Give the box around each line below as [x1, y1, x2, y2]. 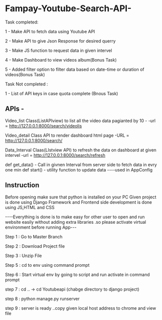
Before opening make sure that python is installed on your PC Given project [5, 194, 157, 200]
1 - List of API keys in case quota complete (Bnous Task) [5, 90, 119, 96]
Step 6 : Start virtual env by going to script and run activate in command [5, 272, 150, 277]
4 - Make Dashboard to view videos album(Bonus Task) [5, 57, 117, 63]
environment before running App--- [5, 224, 77, 230]
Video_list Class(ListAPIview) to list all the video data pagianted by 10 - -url [5, 118, 156, 124]
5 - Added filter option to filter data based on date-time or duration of [5, 66, 145, 72]
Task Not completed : [5, 81, 48, 87]
